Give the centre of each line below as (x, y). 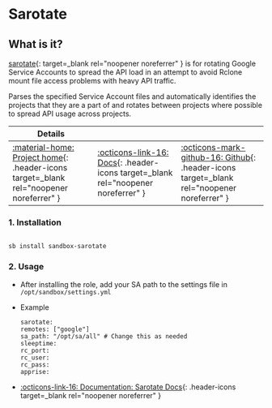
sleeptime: (38, 343)
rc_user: (35, 358)
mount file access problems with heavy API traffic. (92, 81)
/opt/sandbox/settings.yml (66, 292)
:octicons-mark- (213, 147)
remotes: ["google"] (55, 329)
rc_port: (35, 350)
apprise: (35, 371)
